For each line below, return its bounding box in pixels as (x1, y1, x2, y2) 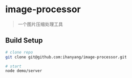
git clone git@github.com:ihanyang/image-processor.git (5, 55, 127, 60)
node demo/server (5, 68, 42, 73)
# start (5, 64, 22, 69)
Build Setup (5, 36, 43, 45)
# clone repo (5, 49, 33, 55)
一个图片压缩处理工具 (17, 21, 63, 27)
